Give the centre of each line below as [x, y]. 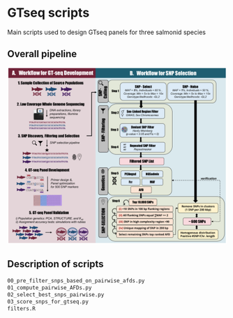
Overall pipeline [42, 54]
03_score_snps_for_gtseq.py [48, 302]
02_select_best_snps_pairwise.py [56, 295]
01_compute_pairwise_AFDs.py [50, 288]
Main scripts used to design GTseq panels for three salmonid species [106, 32]
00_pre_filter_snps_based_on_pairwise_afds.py [76, 281]
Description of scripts [55, 264]
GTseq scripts [48, 13]
